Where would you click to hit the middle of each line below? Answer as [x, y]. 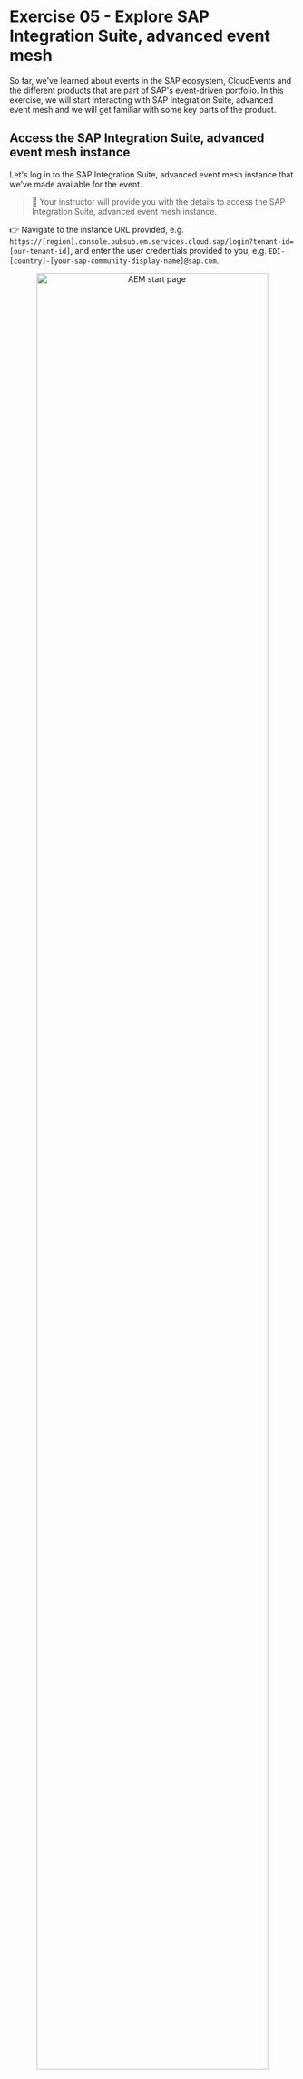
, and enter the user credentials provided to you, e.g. [169, 250]
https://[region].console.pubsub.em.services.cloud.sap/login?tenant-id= [152, 242]
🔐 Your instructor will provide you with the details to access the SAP [158, 201]
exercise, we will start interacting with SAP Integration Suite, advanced [142, 100]
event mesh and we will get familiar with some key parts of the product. [143, 109]
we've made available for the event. [76, 184]
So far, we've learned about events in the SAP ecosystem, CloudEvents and [151, 80]
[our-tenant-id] [40, 251]
